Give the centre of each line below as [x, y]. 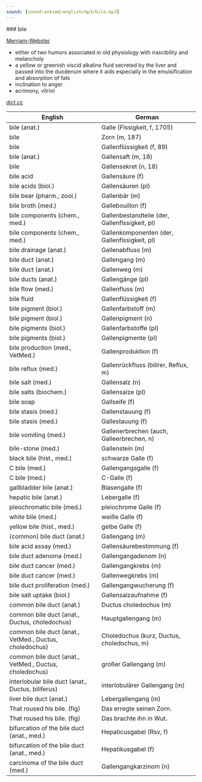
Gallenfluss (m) [123, 289]
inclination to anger [39, 84]
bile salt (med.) [31, 382]
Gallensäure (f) [123, 176]
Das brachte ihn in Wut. [134, 718]
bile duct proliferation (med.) [50, 585]
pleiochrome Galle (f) [131, 507]
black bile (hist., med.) [41, 458]
